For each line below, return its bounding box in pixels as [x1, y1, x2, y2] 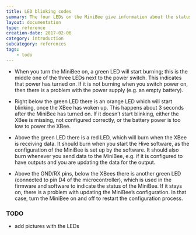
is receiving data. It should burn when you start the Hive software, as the [14, 140, 190, 147]
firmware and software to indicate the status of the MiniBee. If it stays [14, 182, 183, 190]
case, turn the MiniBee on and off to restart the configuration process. [14, 195, 183, 202]
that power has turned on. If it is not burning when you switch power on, [14, 80, 188, 87]
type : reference [6, 24, 45, 31]
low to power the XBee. [14, 122, 71, 129]
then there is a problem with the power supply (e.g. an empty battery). [14, 86, 184, 93]
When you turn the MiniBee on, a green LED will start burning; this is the [14, 68, 188, 75]
